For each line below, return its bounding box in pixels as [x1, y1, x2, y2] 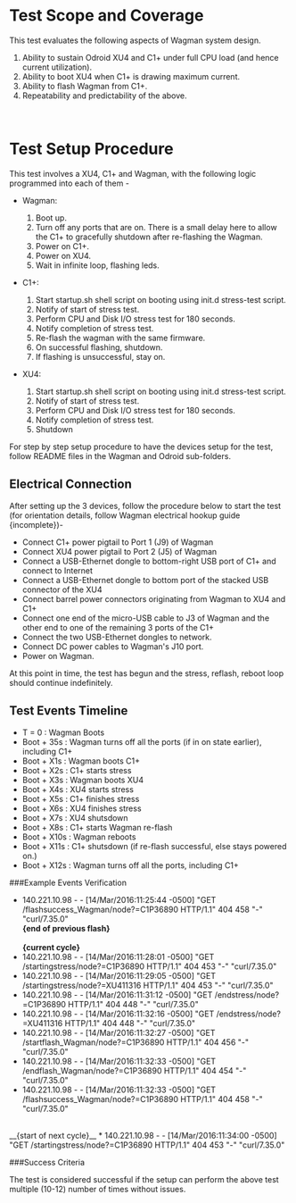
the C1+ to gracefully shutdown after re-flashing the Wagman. [35, 231, 263, 242]
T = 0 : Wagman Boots [21, 727, 105, 738]
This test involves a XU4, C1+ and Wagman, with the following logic [9, 168, 257, 179]
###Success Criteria [9, 1157, 86, 1167]
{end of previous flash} [21, 923, 111, 933]
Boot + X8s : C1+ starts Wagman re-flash [21, 822, 173, 832]
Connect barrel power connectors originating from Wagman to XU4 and [21, 593, 286, 604]
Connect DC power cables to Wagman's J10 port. [21, 640, 204, 652]
